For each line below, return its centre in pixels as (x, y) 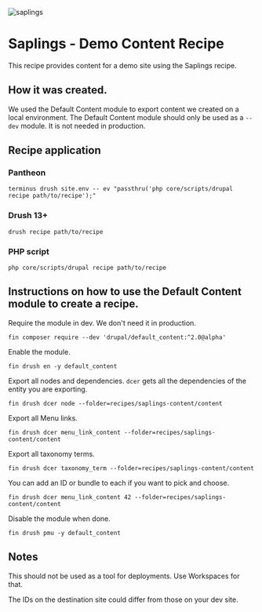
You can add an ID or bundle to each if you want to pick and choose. (119, 483)
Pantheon (27, 173)
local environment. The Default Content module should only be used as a (126, 117)
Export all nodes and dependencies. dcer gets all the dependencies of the (127, 381)
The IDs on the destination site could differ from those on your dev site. (123, 599)
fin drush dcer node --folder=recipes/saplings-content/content (115, 403)
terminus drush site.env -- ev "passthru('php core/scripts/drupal (121, 189)
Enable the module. (39, 352)
